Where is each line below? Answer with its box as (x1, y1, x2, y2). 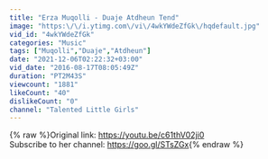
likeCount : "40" (9, 88, 70, 97)
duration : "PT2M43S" (9, 72, 88, 81)
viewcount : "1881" (9, 80, 79, 89)
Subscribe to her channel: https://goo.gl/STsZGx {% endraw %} (9, 139, 244, 150)
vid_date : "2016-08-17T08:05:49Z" (9, 64, 140, 73)
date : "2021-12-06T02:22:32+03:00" (9, 55, 143, 64)
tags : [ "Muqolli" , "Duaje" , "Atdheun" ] (9, 47, 152, 56)
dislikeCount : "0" (9, 96, 79, 106)
